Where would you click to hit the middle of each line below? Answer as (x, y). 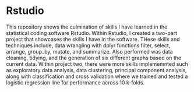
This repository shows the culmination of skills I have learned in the (87, 27)
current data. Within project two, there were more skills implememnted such (97, 64)
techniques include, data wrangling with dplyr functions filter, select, (88, 45)
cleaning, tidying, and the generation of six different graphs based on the (94, 58)
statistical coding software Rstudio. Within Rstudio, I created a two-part (92, 33)
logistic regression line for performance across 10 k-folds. (75, 82)
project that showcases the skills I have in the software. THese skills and (93, 39)
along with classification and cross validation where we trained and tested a (97, 76)
